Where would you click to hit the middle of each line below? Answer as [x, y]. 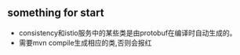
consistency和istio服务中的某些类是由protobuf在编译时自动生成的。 [127, 33]
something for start [56, 13]
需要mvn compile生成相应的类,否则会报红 [85, 42]
